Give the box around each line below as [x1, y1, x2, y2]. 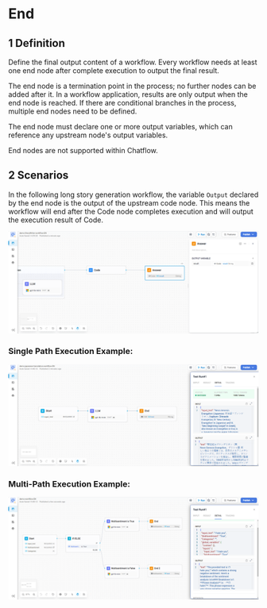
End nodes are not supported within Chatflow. [8, 146, 158, 155]
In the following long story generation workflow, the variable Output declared [8, 190, 259, 199]
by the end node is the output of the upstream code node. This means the [8, 198, 250, 207]
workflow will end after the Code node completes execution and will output [8, 206, 254, 216]
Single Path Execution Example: [8, 346, 133, 357]
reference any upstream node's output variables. [8, 130, 168, 140]
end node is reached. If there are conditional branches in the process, [8, 98, 237, 107]
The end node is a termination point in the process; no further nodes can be [8, 81, 257, 90]
